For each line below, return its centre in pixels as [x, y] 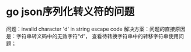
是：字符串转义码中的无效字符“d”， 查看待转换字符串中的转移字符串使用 [93, 36]
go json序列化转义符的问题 [70, 12]
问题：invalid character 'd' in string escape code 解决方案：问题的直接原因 [96, 29]
